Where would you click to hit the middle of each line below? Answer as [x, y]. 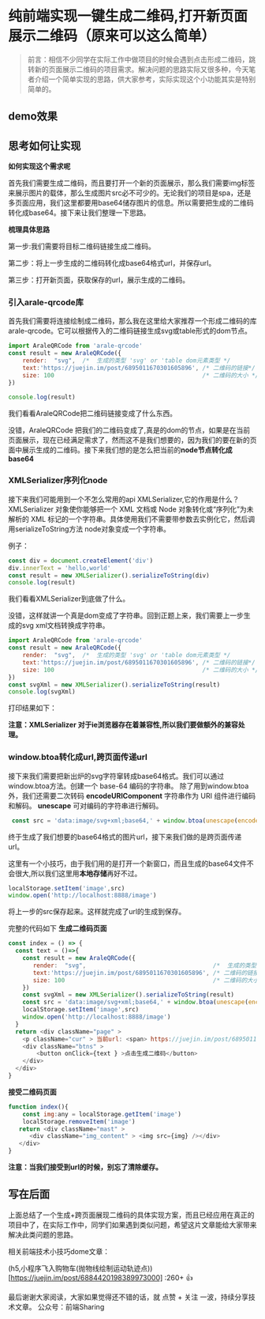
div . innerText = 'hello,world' [60, 568]
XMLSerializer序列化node [58, 481]
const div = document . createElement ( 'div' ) [81, 561]
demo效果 [33, 117]
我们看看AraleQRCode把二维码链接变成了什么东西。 [93, 413]
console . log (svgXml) [42, 692]
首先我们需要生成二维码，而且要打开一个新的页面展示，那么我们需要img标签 [132, 183]
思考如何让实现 [45, 146]
